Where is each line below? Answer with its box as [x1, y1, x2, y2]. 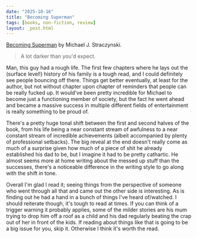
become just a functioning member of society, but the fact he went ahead [6, 96, 185, 103]
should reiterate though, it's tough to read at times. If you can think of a [6, 200, 179, 207]
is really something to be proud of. [6, 108, 89, 115]
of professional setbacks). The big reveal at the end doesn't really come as [6, 138, 188, 145]
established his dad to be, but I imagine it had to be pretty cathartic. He [6, 151, 178, 158]
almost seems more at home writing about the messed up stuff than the [6, 157, 179, 164]
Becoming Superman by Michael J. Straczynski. [6, 41, 122, 48]
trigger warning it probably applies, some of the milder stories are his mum [6, 206, 187, 213]
